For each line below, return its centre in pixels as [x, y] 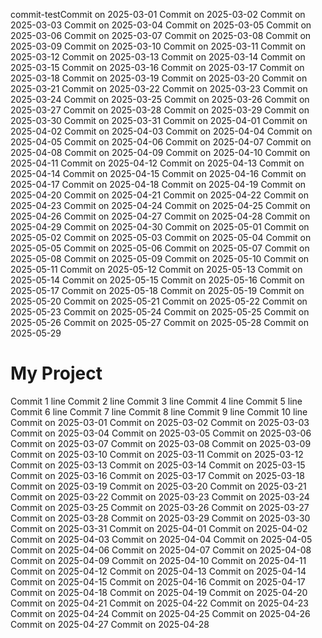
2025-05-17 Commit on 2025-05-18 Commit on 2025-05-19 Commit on [157, 290]
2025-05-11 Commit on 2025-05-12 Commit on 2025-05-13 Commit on [156, 269]
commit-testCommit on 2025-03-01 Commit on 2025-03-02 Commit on [158, 14]
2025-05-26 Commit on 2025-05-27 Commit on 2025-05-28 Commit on [160, 322]
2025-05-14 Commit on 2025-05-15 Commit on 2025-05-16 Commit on [157, 280]
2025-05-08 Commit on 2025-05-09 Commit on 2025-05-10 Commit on [160, 258]
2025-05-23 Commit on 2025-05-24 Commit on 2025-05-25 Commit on [160, 312]
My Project [56, 373]
